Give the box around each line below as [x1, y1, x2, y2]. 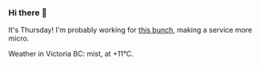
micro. [8, 33, 30, 43]
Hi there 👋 [8, 7, 48, 18]
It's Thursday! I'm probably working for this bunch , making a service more [8, 25, 253, 35]
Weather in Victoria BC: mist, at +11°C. [8, 49, 134, 59]
